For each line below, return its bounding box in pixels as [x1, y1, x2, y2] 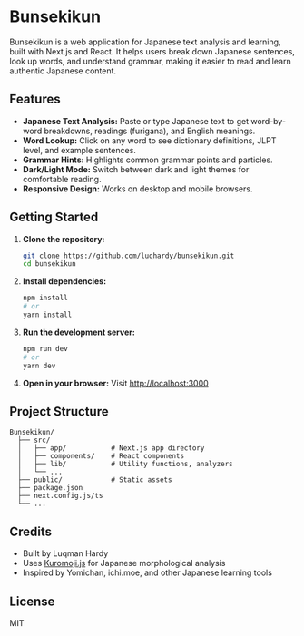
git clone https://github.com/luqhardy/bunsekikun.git [22, 251, 235, 260]
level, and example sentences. [22, 144, 136, 155]
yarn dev [22, 361, 56, 370]
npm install [22, 293, 68, 303]
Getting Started [9, 210, 99, 225]
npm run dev [22, 344, 68, 353]
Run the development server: [22, 327, 136, 338]
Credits [9, 523, 53, 539]
